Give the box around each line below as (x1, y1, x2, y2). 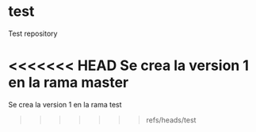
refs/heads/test (146, 115, 197, 125)
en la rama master (8, 74, 129, 91)
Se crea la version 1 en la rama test (8, 99, 122, 109)
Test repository (8, 29, 58, 38)
